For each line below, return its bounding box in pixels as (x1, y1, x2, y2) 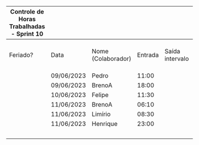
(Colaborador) (91, 54, 131, 63)
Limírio (91, 110, 111, 118)
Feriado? (9, 51, 34, 59)
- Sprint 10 (11, 30, 43, 38)
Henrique (91, 120, 118, 128)
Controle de (9, 8, 44, 15)
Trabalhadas (9, 22, 46, 30)
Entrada (137, 51, 159, 59)
